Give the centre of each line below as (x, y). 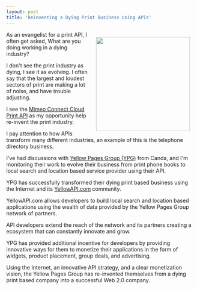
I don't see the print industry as (45, 65)
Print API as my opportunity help (46, 116)
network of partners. (32, 213)
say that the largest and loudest (45, 78)
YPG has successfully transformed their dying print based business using (97, 182)
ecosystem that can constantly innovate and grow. (68, 231)
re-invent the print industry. (40, 122)
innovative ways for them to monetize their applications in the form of (92, 249)
